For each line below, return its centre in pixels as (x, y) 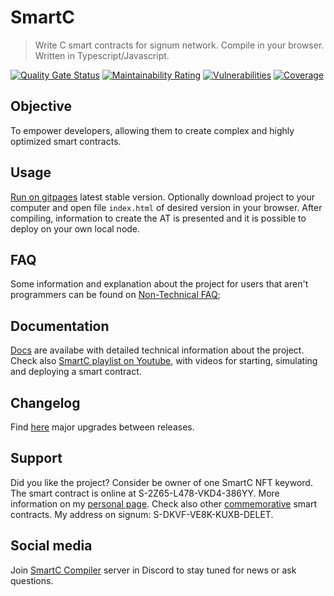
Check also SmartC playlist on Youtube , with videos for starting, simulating (164, 361)
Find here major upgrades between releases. (102, 427)
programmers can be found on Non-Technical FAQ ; (115, 295)
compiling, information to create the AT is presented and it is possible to (158, 218)
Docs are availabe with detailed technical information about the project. (157, 350)
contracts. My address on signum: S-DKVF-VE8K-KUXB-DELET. (142, 514)
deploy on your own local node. (75, 228)
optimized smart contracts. (66, 141)
